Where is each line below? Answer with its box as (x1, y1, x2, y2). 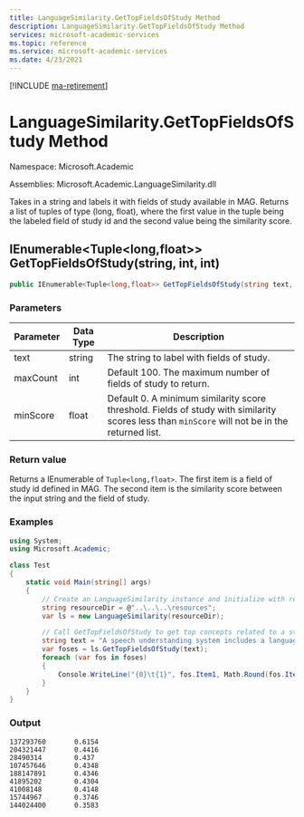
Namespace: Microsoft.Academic (9, 160, 134, 172)
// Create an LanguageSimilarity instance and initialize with (42, 594, 285, 603)
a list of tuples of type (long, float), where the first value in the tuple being (9, 206, 285, 216)
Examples (9, 515, 54, 528)
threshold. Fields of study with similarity (107, 403, 277, 416)
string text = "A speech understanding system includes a (42, 636, 265, 646)
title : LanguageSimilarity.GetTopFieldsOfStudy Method (9, 13, 221, 23)
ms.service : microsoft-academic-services (9, 47, 168, 56)
